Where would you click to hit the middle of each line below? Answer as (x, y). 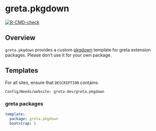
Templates (22, 70)
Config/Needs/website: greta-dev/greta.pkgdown (55, 91)
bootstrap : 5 (23, 123)
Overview (20, 38)
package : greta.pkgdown (34, 119)
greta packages (24, 104)
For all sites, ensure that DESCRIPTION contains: (52, 83)
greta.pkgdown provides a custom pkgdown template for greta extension (78, 49)
